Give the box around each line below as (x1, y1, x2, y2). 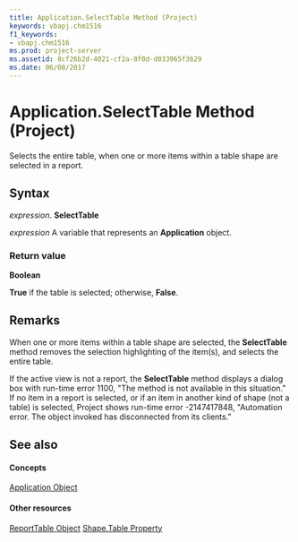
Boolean (9, 270, 41, 280)
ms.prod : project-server (9, 47, 102, 56)
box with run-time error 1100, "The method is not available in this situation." (9, 383, 286, 393)
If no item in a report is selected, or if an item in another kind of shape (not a (9, 391, 290, 403)
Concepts (9, 462, 47, 473)
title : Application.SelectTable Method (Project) (9, 13, 199, 22)
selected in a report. (9, 159, 83, 170)
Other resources (9, 503, 72, 513)
